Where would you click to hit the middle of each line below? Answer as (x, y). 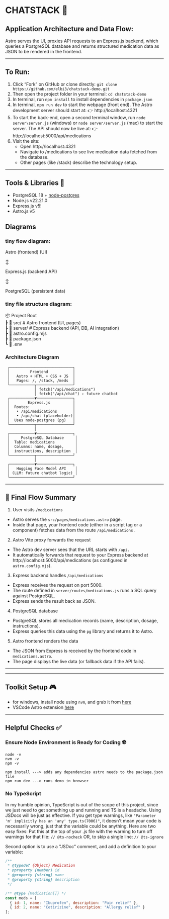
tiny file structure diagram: (38, 304)
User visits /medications (37, 509)
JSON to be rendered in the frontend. (44, 52)
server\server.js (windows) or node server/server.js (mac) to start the (88, 123)
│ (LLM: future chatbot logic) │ (43, 473)
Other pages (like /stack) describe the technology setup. (78, 162)
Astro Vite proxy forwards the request (52, 539)
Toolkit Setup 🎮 (31, 687)
